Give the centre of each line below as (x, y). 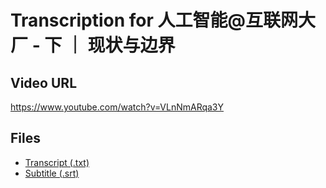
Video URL (44, 82)
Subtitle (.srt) (52, 173)
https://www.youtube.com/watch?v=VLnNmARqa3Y (117, 107)
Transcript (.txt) (57, 162)
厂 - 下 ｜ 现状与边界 (93, 45)
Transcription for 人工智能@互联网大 (163, 20)
